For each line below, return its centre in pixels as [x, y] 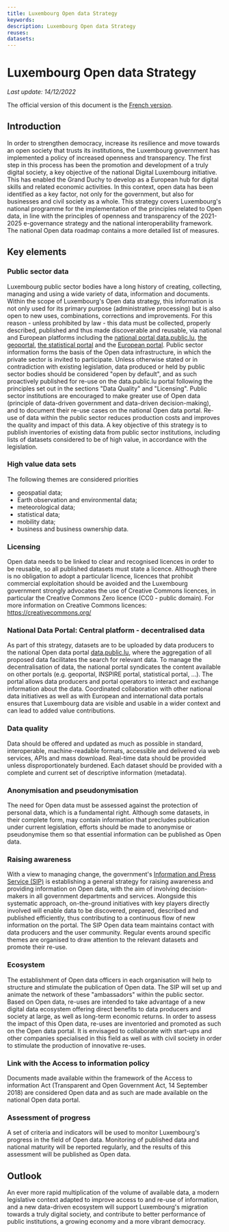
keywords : [21, 20]
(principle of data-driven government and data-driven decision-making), [109, 403]
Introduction [34, 126]
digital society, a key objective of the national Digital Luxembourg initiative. [112, 172]
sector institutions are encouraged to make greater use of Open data [104, 395]
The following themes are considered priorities [73, 479]
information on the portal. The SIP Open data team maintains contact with [110, 925]
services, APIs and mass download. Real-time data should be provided [107, 758]
